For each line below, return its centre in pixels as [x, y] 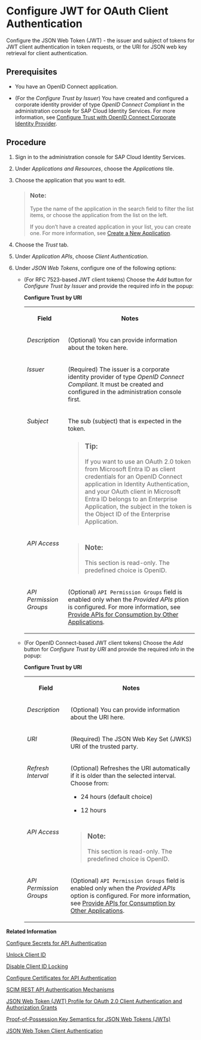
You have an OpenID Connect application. [66, 86]
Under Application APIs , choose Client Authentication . [81, 256]
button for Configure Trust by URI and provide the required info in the [109, 649]
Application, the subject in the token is [138, 506]
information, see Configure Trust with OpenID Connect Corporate [95, 117]
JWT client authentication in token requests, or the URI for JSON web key [97, 47]
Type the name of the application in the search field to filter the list [112, 209]
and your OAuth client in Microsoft [133, 491]
